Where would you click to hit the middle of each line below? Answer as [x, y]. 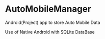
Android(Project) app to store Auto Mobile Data [53, 22]
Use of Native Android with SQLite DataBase [50, 32]
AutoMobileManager [48, 9]
